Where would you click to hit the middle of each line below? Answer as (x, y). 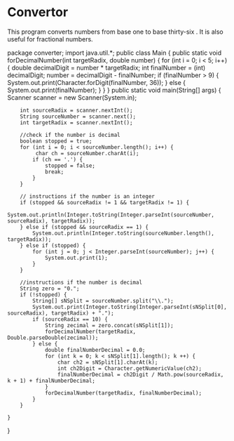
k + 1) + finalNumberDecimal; (51, 381)
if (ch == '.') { (57, 159)
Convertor (38, 12)
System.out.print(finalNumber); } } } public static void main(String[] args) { (114, 90)
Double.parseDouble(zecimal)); (53, 338)
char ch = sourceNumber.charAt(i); (87, 153)
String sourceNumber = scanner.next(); (78, 117)
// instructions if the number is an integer (88, 196)
